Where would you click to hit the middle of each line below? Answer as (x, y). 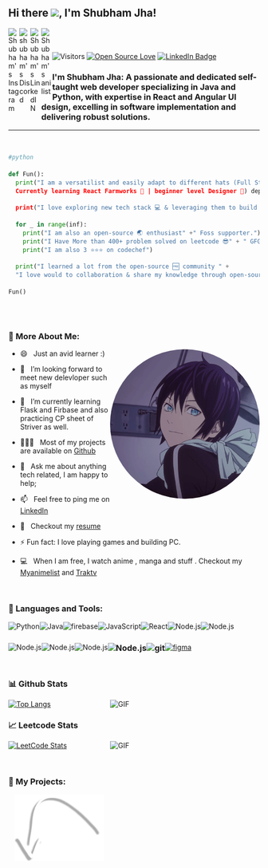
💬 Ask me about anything (63, 467)
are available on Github (57, 451)
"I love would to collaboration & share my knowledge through (121, 275)
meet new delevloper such (63, 377)
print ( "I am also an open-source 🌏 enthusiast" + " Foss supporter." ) (142, 233)
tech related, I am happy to (64, 475)
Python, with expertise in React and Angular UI (144, 97)
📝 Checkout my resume (60, 527)
